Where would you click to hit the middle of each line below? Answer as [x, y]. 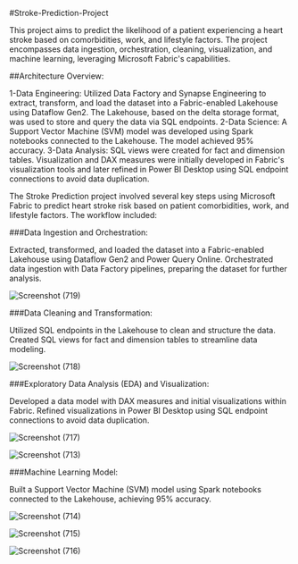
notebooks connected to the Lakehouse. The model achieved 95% [132, 141]
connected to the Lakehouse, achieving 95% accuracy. [111, 499]
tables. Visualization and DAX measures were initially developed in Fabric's [147, 160]
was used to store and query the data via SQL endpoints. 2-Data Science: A [148, 122]
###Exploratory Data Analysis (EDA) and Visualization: [109, 384]
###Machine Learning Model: [64, 472]
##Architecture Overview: [57, 76]
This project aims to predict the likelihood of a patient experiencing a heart [146, 30]
